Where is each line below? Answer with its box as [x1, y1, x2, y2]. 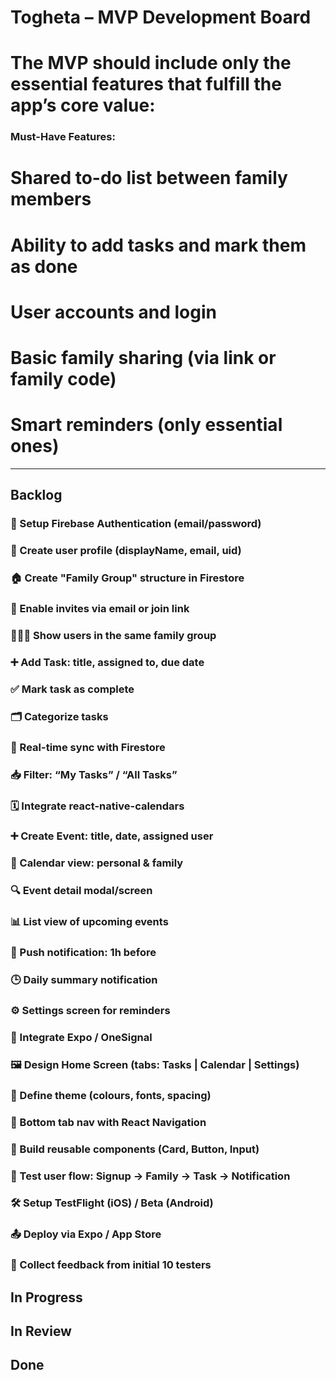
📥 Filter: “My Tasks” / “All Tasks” [10, 767, 178, 781]
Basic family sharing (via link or [10, 347, 277, 370]
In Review [10, 1323, 72, 1340]
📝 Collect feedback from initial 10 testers [10, 1258, 212, 1272]
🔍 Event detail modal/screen [10, 884, 153, 898]
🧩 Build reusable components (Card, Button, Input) [10, 1142, 260, 1156]
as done [10, 255, 78, 278]
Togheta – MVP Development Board [10, 6, 312, 29]
